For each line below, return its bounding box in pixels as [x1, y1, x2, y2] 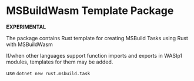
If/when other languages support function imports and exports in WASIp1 [6, 52, 183, 59]
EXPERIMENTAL [6, 23, 46, 30]
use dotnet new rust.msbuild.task [6, 69, 91, 76]
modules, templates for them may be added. [6, 58, 113, 65]
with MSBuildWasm [6, 41, 53, 48]
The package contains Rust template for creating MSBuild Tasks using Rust [6, 34, 188, 41]
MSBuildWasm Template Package [6, 4, 174, 17]
